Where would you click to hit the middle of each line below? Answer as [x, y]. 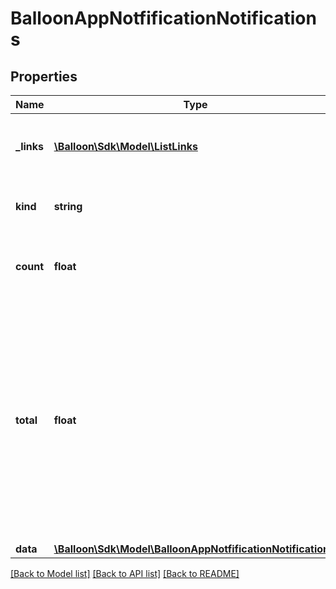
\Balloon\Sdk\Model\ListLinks [125, 146]
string [68, 206]
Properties [44, 76]
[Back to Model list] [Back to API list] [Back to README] [125, 573]
